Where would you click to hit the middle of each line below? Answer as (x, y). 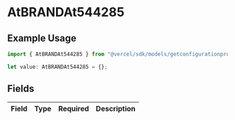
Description (116, 108)
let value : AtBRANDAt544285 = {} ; (58, 67)
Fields (21, 89)
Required (74, 108)
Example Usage (42, 38)
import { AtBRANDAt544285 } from (56, 54)
